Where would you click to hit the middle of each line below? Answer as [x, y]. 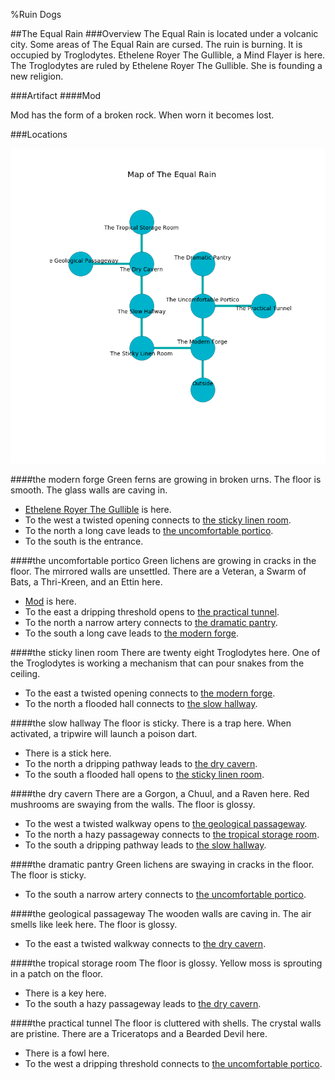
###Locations [39, 134]
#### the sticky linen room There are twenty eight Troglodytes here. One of [165, 652]
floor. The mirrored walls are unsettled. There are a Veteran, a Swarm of [158, 571]
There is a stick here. [68, 753]
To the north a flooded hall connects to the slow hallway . [141, 703]
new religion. [37, 76]
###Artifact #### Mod [56, 95]
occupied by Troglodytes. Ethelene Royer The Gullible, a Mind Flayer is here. [168, 55]
